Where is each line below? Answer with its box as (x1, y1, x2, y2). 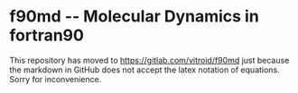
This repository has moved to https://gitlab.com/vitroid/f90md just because (9, 55, 290, 65)
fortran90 (9, 25, 84, 46)
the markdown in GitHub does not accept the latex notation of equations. (9, 64, 280, 75)
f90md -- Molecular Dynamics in (9, 6, 259, 27)
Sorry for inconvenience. (9, 73, 102, 84)
